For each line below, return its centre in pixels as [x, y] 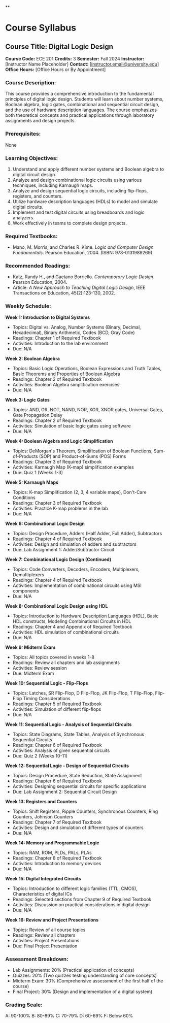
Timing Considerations [47, 698]
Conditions [24, 498]
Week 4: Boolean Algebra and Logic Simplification [59, 441]
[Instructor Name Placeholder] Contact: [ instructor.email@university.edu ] [82, 64]
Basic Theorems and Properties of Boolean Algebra [66, 374]
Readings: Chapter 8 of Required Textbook [57, 858]
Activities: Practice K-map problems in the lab [60, 508]
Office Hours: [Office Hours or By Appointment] [56, 70]
